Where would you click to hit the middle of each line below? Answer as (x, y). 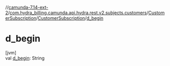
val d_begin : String (25, 58)
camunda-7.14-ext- (28, 7)
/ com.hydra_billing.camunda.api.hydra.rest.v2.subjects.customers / (78, 13)
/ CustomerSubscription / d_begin (70, 18)
